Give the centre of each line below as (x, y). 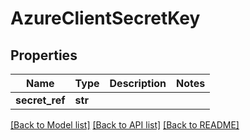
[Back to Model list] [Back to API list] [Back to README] (125, 125)
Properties (44, 55)
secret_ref (40, 100)
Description (138, 83)
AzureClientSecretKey (105, 18)
